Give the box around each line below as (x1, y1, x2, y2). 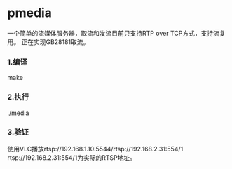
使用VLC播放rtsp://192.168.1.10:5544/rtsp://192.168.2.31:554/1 (7, 144, 184, 153)
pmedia (7, 5, 53, 21)
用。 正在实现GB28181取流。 (7, 37, 90, 46)
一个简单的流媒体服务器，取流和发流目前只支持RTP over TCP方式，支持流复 (7, 29, 226, 37)
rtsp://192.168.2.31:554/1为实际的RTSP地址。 (7, 153, 137, 162)
